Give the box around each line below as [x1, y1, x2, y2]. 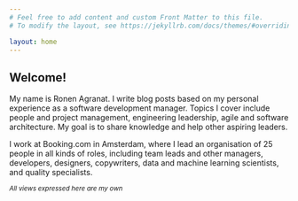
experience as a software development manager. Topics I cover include [9, 103, 271, 113]
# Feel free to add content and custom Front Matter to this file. [9, 12, 264, 22]
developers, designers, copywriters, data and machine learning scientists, [9, 158, 279, 168]
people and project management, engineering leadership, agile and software [9, 112, 289, 123]
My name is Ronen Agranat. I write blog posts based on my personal [9, 94, 259, 104]
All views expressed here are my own [9, 184, 123, 193]
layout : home [9, 37, 58, 46]
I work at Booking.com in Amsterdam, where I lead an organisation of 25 [9, 139, 273, 150]
